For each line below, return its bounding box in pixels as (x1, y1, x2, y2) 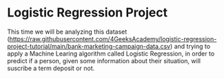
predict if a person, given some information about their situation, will (7, 56, 201, 65)
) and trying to (170, 42, 211, 50)
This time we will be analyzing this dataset (7, 27, 128, 36)
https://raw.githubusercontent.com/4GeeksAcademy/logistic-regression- (9, 34, 217, 43)
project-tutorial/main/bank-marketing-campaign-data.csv (7, 42, 171, 50)
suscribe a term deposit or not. (7, 64, 95, 72)
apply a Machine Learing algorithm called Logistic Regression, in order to (7, 49, 215, 58)
